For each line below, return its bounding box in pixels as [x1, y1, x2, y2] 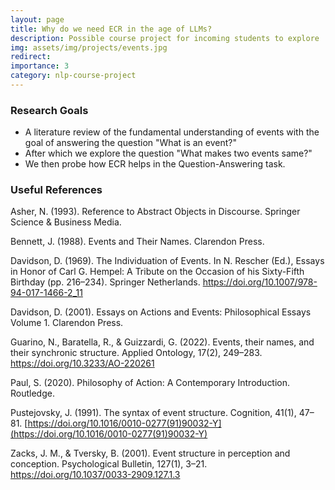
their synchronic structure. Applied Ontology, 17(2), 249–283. [10, 347, 263, 359]
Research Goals [10, 103, 89, 117]
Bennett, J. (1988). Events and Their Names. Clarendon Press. [10, 236, 265, 248]
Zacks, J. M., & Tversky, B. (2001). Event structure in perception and [10, 447, 291, 460]
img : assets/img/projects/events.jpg [10, 42, 168, 53]
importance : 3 [10, 61, 70, 71]
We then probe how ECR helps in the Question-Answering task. [24, 158, 286, 170]
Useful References [10, 183, 103, 197]
